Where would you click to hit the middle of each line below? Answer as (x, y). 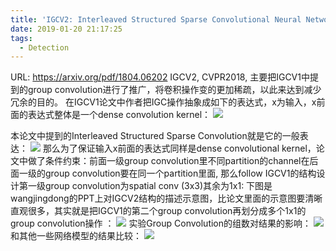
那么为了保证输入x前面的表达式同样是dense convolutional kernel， (179, 148)
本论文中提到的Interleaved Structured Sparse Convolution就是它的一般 (155, 136)
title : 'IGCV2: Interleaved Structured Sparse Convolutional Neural (156, 19)
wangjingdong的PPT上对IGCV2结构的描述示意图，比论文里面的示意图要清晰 (166, 198)
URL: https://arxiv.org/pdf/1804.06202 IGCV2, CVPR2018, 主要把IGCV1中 (160, 77)
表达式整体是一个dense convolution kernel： (119, 115)
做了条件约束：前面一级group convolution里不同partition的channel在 (168, 161)
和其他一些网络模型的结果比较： (76, 236)
